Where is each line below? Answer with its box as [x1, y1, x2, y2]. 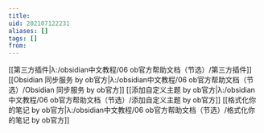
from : [8, 42, 27, 50]
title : [8, 11, 31, 20]
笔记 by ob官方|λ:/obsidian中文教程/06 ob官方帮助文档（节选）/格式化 [14, 106, 249, 115]
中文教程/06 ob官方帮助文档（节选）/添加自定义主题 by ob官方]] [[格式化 [8, 95, 250, 105]
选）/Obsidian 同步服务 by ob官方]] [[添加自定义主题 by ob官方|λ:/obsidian [8, 85, 256, 95]
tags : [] [8, 34, 38, 43]
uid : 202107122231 [8, 19, 70, 27]
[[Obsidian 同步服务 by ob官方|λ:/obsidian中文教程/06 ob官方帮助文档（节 [8, 75, 254, 85]
